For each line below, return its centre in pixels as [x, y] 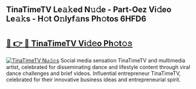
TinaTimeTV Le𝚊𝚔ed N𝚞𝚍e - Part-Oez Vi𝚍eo [89, 10]
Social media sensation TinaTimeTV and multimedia [123, 60]
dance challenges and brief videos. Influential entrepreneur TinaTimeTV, [94, 73]
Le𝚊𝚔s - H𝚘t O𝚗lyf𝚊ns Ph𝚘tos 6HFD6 [76, 19]
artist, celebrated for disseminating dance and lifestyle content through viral [98, 67]
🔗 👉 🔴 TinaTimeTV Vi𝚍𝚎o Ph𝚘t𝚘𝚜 [69, 43]
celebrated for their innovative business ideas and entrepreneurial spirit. [94, 80]
